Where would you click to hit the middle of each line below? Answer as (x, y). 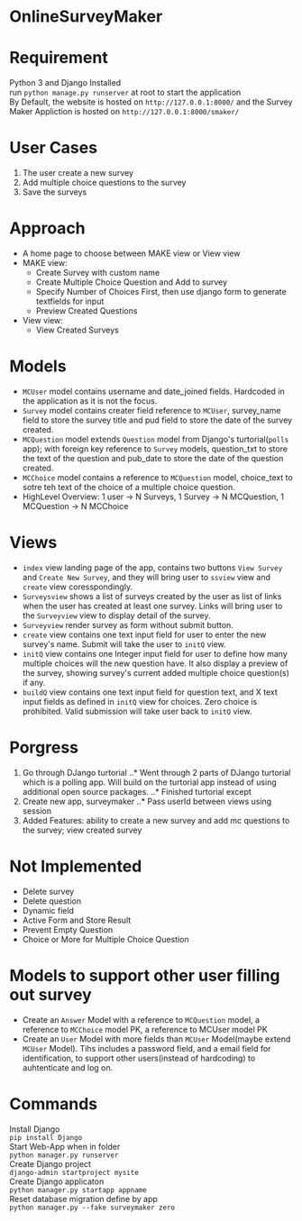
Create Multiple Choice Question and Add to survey (132, 282)
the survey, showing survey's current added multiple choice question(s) (156, 672)
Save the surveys (55, 192)
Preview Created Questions (87, 311)
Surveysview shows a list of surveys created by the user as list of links (152, 596)
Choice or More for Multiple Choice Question (105, 939)
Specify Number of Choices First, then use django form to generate (161, 292)
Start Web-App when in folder (65, 1146)
